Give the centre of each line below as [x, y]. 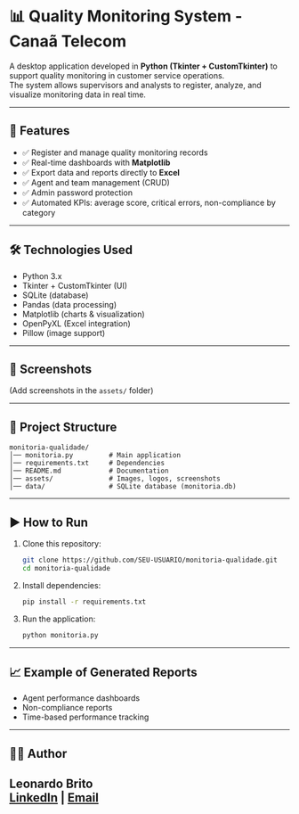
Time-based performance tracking [85, 717]
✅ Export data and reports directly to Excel [101, 172]
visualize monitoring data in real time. [78, 95]
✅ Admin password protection [77, 193]
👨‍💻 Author [38, 753]
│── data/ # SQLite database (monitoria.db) [123, 487]
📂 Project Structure [63, 427]
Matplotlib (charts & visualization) [83, 314]
